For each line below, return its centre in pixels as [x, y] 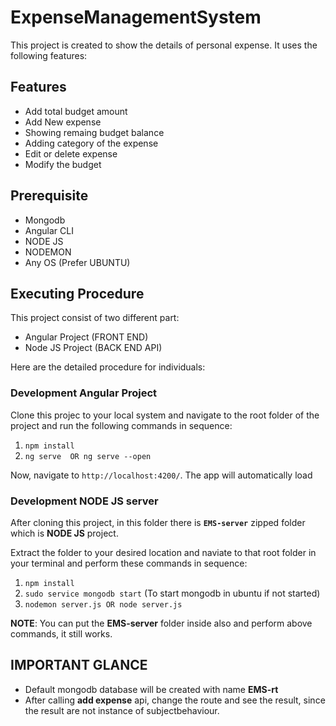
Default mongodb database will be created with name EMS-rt [151, 689]
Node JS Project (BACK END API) [93, 348]
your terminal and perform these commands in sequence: [129, 563]
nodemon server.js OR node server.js [103, 604]
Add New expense [63, 122]
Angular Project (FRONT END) [86, 337]
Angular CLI [49, 230]
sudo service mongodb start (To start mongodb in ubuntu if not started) [172, 593]
